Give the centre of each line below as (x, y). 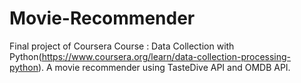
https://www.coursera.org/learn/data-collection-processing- (166, 56)
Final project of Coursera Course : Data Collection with (122, 46)
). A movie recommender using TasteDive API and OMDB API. (164, 67)
